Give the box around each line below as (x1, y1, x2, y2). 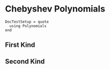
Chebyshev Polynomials (5, 3, 106, 14)
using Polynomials (9, 23, 47, 28)
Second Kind (5, 57, 45, 66)
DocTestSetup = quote (5, 19, 49, 24)
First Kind (5, 41, 36, 49)
